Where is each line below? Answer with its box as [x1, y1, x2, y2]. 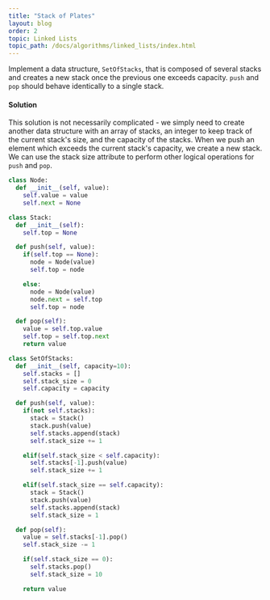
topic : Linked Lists [8, 34, 78, 43]
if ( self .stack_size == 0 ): [23, 556, 114, 564]
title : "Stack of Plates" [8, 11, 95, 20]
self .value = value [23, 192, 89, 200]
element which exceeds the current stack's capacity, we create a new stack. [8, 143, 263, 154]
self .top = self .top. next [23, 332, 110, 340]
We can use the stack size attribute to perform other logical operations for [8, 152, 255, 162]
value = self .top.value [23, 325, 103, 333]
